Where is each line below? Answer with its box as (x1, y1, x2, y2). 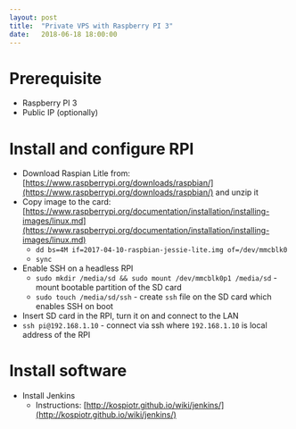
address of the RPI (21, 330, 91, 341)
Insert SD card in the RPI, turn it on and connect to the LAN (21, 310, 239, 322)
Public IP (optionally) (21, 107, 99, 118)
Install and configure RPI (9, 139, 194, 159)
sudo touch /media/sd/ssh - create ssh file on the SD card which (35, 291, 272, 302)
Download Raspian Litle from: (21, 168, 131, 179)
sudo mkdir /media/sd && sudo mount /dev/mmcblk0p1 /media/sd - (35, 273, 278, 283)
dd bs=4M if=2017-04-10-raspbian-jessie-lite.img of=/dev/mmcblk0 (35, 246, 288, 255)
